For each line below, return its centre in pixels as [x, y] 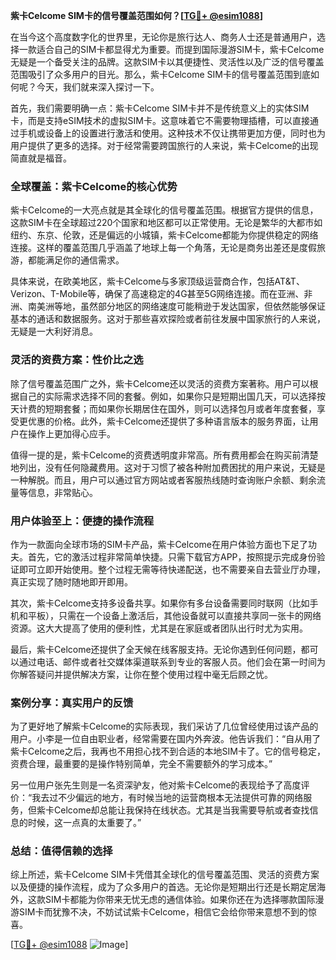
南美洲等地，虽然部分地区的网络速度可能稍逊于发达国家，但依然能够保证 [176, 306]
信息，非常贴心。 [62, 492]
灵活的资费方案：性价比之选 [77, 360]
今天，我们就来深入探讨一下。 [98, 87]
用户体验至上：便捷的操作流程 [82, 521]
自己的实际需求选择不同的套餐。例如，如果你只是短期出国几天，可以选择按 [172, 396]
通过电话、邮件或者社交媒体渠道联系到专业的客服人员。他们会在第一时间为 [172, 661]
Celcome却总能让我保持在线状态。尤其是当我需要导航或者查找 [181, 810]
